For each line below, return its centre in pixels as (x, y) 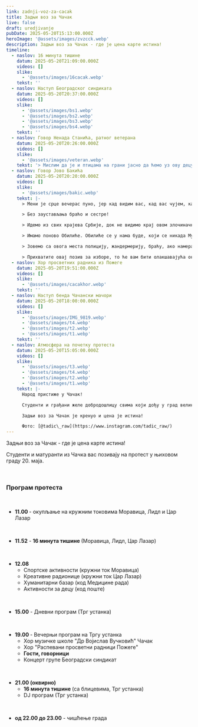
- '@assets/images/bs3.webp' (57, 122)
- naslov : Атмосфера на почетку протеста (63, 345)
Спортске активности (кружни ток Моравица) (81, 570)
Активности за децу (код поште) (64, 589)
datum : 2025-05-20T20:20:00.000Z (58, 177)
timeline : (18, 50)
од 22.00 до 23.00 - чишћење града (61, 718)
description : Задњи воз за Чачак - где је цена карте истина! (84, 45)
